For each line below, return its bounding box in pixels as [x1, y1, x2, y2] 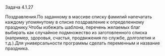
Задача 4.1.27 [5, 4, 34, 10]
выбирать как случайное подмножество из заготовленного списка [5, 30, 148, 35]
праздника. [5, 46, 29, 51]
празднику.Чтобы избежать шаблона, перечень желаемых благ [5, 24, 140, 30]
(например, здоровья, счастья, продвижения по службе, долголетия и [5, 35, 155, 41]
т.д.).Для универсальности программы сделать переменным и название [5, 40, 160, 46]
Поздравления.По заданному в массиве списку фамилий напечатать [5, 14, 152, 19]
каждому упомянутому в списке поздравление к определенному [5, 19, 145, 25]
